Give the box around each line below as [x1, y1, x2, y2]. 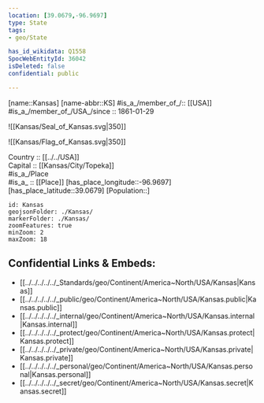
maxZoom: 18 [8, 235, 47, 243]
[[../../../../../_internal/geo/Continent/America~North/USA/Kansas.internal [19, 311, 255, 320]
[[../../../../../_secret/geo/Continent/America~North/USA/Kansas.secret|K [19, 378, 254, 387]
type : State [8, 19, 47, 27]
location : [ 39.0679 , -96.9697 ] [8, 11, 108, 20]
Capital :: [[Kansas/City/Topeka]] [8, 161, 114, 170]
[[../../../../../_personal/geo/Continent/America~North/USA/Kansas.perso [19, 361, 254, 371]
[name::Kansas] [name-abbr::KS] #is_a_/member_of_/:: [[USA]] [8, 98, 213, 107]
